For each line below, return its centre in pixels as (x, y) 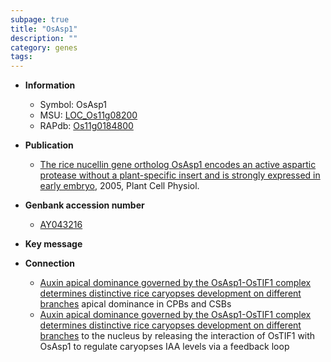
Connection (49, 263)
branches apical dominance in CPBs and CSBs (135, 304)
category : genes (44, 47)
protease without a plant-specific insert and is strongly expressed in (180, 175)
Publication (49, 145)
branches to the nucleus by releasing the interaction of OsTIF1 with (177, 336)
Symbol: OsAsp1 (73, 105)
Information (50, 85)
